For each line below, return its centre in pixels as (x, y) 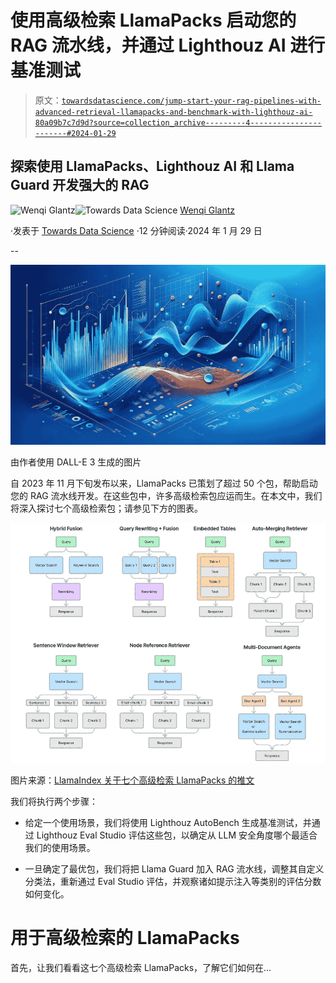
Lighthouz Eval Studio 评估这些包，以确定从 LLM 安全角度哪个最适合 (177, 835)
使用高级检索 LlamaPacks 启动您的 (153, 20)
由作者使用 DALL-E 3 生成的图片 (76, 462)
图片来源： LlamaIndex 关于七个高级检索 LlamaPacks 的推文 (132, 780)
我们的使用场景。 (60, 847)
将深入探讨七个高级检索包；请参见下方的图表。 (106, 508)
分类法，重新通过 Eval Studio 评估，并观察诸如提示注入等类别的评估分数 (173, 881)
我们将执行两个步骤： (54, 801)
